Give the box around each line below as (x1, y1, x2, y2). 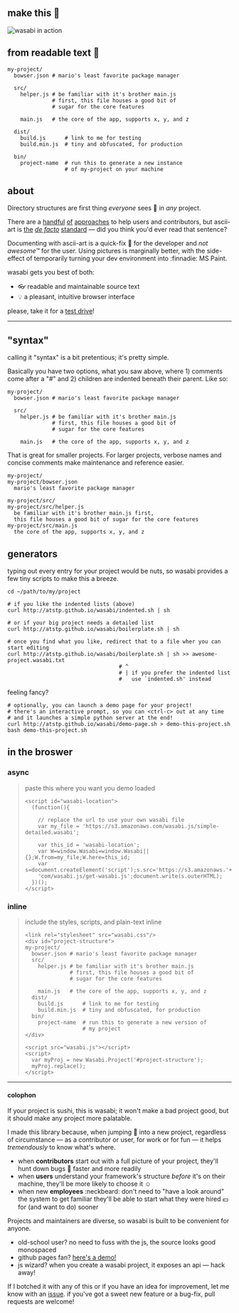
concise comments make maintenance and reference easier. (7, 458, 185, 467)
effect (7, 254, 25, 263)
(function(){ (31, 803, 70, 811)
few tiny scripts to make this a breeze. (7, 574, 119, 583)
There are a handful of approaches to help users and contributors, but (7, 218, 213, 226)
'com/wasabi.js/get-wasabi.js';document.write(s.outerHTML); (38, 872, 223, 880)
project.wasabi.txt (7, 657, 65, 664)
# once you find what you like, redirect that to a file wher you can (7, 638, 221, 646)
